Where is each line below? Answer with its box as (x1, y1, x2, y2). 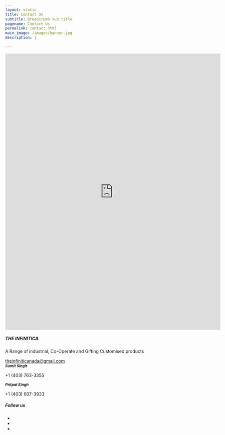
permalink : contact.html (5, 26, 57, 31)
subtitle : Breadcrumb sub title (5, 16, 72, 21)
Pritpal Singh (5, 382, 29, 387)
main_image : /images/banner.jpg (5, 30, 72, 35)
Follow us (5, 403, 26, 409)
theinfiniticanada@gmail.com (5, 358, 65, 364)
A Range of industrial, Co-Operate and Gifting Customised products (5, 348, 144, 354)
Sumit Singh (5, 363, 27, 369)
